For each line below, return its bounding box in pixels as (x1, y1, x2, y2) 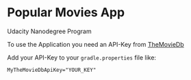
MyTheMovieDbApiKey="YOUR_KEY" (7, 66, 97, 73)
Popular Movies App (7, 5, 125, 20)
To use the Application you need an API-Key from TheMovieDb (7, 40, 185, 48)
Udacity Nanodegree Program (7, 27, 92, 35)
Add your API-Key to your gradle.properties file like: (7, 53, 156, 62)
